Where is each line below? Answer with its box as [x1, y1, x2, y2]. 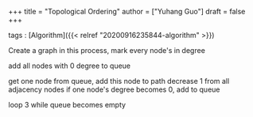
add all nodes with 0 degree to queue [8, 61, 131, 70]
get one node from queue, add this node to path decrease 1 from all [8, 77, 230, 85]
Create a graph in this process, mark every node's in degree [8, 46, 205, 55]
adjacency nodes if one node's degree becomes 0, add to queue [8, 85, 220, 94]
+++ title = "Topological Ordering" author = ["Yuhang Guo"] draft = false [8, 7, 246, 16]
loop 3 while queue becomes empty [8, 100, 126, 109]
